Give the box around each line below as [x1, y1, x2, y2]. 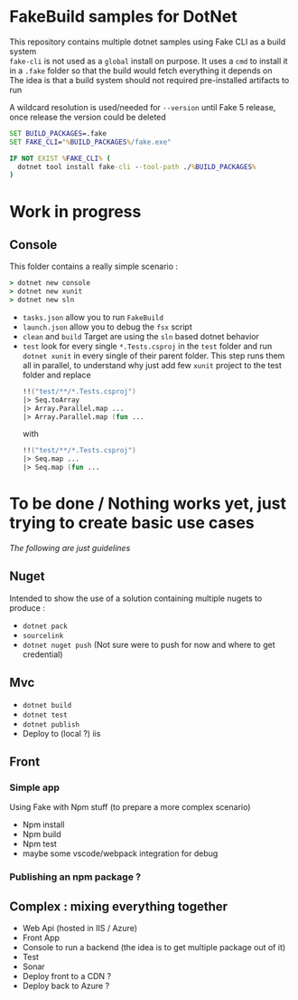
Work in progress [9, 201, 142, 222]
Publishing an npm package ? [9, 871, 142, 883]
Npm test [22, 839, 57, 850]
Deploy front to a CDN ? [22, 971, 111, 982]
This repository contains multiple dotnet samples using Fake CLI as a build [9, 36, 286, 47]
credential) [22, 649, 63, 660]
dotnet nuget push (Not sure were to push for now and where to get [22, 639, 275, 650]
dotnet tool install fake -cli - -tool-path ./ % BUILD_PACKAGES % [17, 162, 256, 171]
